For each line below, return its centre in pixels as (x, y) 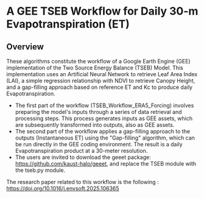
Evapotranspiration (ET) (68, 24)
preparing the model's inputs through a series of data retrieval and (98, 112)
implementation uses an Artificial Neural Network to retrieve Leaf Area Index (102, 74)
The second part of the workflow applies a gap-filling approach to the (103, 131)
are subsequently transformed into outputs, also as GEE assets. (95, 125)
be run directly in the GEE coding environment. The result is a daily (99, 144)
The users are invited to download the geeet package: (83, 157)
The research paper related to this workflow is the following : (83, 182)
